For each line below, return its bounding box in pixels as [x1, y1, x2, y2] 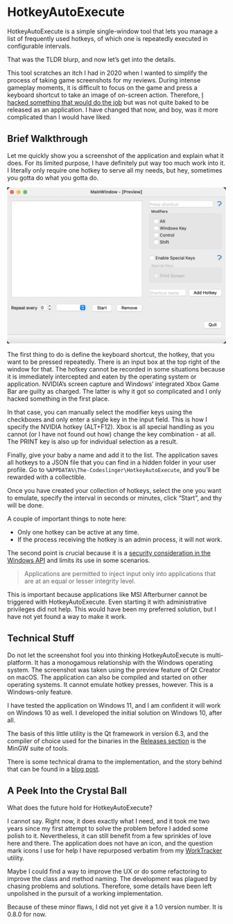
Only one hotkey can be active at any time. [17, 528, 140, 537]
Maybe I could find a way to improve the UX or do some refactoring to [7, 867, 207, 875]
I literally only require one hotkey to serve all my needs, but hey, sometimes [7, 166, 223, 174]
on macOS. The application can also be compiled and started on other [7, 673, 208, 681]
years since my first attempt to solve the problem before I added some [7, 824, 209, 833]
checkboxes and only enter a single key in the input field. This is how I [7, 415, 207, 424]
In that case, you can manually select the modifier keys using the [7, 408, 193, 417]
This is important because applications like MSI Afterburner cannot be [7, 591, 207, 599]
